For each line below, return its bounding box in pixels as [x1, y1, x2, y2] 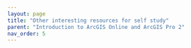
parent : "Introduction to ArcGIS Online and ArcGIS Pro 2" [7, 23, 185, 30]
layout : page [7, 10, 46, 18]
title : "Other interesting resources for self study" [7, 17, 170, 24]
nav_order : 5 [7, 30, 46, 37]
